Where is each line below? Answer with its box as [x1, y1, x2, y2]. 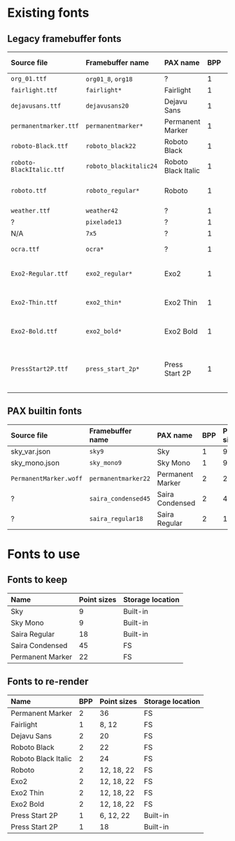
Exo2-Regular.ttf [10, 270, 69, 278]
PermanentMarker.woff [10, 474, 83, 482]
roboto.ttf [10, 187, 47, 194]
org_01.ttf [10, 75, 47, 82]
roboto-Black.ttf [10, 142, 69, 150]
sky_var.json [10, 446, 51, 456]
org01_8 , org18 [85, 74, 133, 83]
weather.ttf [10, 207, 51, 215]
